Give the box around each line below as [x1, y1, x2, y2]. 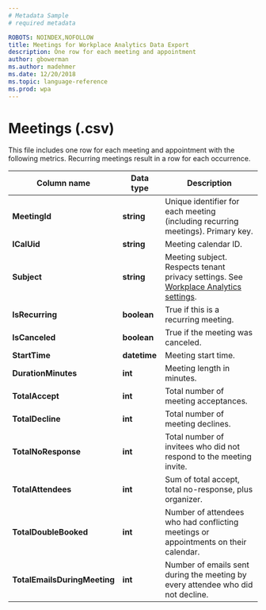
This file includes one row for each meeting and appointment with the [8, 145, 235, 155]
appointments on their [165, 537, 247, 548]
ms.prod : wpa [8, 85, 51, 93]
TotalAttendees [12, 484, 72, 495]
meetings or [165, 527, 210, 538]
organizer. [165, 494, 203, 505]
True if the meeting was [165, 327, 253, 338]
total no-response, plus [165, 484, 253, 495]
